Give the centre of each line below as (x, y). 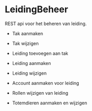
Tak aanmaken (28, 33)
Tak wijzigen (25, 43)
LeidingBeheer (37, 9)
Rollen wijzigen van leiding (40, 93)
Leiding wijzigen (29, 73)
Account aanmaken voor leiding (46, 83)
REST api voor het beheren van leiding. (46, 24)
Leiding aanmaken (31, 63)
